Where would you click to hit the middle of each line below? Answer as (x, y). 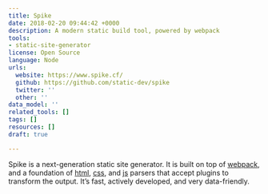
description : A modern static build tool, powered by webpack (114, 30)
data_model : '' (34, 105)
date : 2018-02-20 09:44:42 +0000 (64, 23)
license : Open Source (44, 53)
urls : (17, 68)
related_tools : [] (39, 113)
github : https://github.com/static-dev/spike (93, 82)
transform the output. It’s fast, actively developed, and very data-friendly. (129, 181)
